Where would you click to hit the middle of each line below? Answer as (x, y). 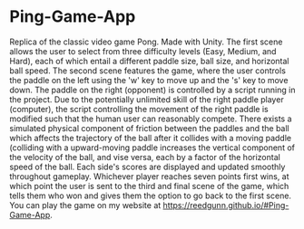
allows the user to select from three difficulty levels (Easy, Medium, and (143, 51)
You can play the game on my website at (85, 205)
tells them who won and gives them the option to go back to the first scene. (151, 196)
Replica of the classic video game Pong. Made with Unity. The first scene (146, 42)
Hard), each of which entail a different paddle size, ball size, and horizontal (149, 61)
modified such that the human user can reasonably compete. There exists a (151, 119)
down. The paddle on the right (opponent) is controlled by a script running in (152, 90)
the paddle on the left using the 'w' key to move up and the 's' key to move (149, 80)
